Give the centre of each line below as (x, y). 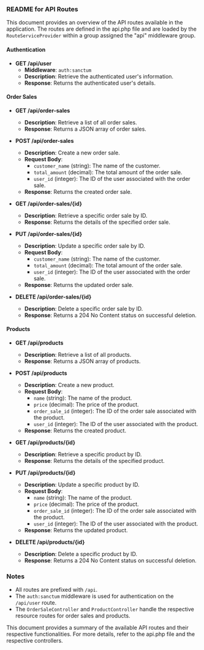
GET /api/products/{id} (45, 442)
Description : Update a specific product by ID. (82, 484)
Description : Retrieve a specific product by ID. (83, 454)
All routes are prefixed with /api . (56, 590)
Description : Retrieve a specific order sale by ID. (86, 215)
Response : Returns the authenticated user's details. (90, 83)
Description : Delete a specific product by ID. (81, 554)
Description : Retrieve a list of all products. (78, 354)
